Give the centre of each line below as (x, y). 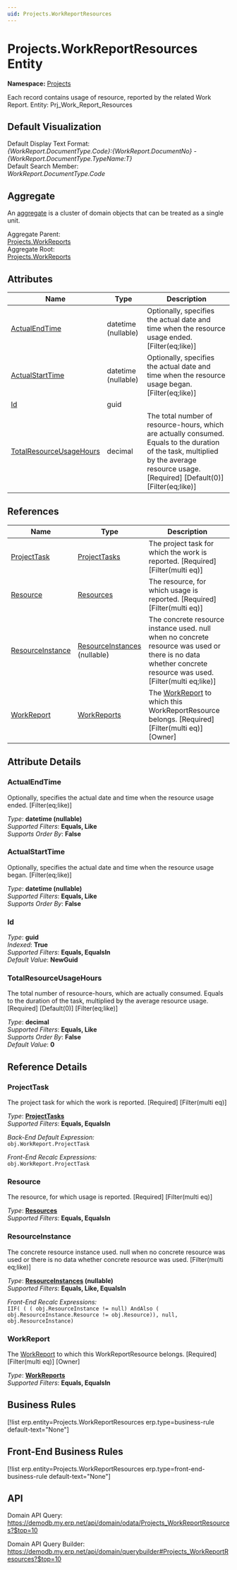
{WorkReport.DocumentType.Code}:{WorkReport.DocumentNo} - (102, 151)
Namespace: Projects (39, 83)
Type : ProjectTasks (36, 1116)
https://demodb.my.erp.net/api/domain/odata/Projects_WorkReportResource (119, 1523)
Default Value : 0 (31, 1045)
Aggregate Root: (31, 249)
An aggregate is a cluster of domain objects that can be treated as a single (116, 213)
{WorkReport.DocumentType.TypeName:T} (70, 159)
